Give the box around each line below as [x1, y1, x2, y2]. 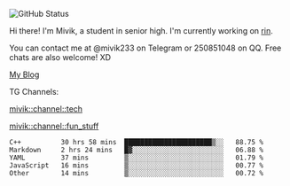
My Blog [9, 69, 40, 80]
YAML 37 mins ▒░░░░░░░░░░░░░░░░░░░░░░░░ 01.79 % [9, 153, 264, 162]
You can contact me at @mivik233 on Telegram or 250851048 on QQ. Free [9, 43, 282, 53]
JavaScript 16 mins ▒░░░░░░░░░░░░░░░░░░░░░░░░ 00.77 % [9, 161, 264, 170]
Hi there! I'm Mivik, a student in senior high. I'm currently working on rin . [9, 26, 273, 35]
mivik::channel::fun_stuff [9, 120, 99, 131]
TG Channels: [9, 87, 59, 97]
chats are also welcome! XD [9, 52, 112, 62]
